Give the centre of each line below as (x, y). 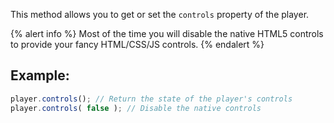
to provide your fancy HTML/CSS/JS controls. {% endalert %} (137, 44)
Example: (40, 75)
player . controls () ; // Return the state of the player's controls (151, 99)
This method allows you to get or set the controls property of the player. (160, 14)
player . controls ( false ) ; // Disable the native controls (136, 108)
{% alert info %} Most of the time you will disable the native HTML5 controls (167, 33)
